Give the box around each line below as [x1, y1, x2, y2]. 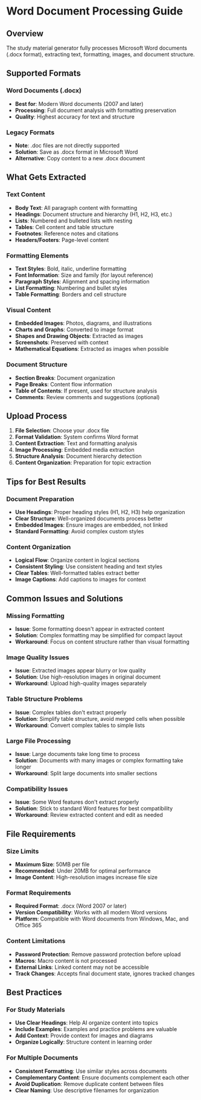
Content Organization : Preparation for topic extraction [14, 459, 152, 466]
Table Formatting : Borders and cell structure [14, 290, 127, 298]
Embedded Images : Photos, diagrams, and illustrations [14, 319, 152, 327]
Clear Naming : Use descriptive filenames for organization [14, 1087, 159, 1094]
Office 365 [14, 922, 42, 929]
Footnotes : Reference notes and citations [14, 230, 119, 237]
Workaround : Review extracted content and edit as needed [14, 812, 163, 819]
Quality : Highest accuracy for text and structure [14, 113, 135, 120]
